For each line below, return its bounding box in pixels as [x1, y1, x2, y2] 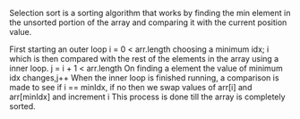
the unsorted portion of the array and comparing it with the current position [9, 17, 287, 28]
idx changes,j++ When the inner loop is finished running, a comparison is [9, 72, 279, 83]
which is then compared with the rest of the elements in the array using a [9, 54, 279, 64]
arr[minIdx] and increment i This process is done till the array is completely [9, 91, 286, 102]
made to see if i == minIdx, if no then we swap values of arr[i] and [9, 82, 253, 92]
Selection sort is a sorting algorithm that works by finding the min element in [9, 8, 291, 18]
